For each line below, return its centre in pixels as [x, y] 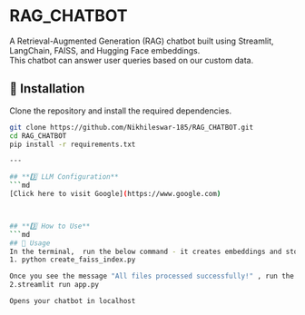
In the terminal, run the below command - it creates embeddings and [146, 251]
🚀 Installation [47, 89]
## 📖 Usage [30, 243]
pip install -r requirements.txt [73, 144]
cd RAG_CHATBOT [38, 136]
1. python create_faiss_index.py [73, 260]
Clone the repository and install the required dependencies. [121, 111]
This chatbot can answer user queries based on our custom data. [132, 60]
